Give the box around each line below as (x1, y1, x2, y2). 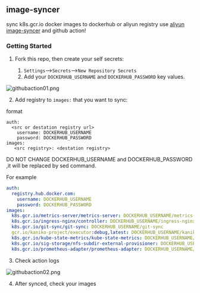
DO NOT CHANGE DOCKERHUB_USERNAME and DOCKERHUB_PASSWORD (6, 156, 193, 163)
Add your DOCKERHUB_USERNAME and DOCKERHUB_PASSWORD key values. (23, 73, 186, 80)
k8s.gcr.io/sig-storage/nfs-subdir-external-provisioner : (11, 241, 159, 247)
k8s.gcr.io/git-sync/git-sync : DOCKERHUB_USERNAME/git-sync (11, 224, 164, 230)
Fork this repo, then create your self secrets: (14, 55, 124, 63)
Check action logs (14, 257, 60, 264)
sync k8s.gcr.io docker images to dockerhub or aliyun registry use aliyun (6, 20, 185, 27)
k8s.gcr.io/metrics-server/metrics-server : (11, 213, 121, 219)
